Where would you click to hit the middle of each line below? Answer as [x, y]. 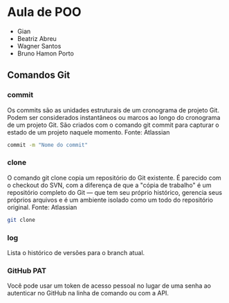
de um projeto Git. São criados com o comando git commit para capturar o [113, 125]
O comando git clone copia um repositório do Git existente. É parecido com [114, 178]
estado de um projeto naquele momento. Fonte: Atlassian [89, 132]
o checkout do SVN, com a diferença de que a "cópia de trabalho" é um [109, 185]
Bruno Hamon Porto [45, 53]
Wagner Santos [39, 46]
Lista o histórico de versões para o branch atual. [76, 252]
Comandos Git [39, 75]
